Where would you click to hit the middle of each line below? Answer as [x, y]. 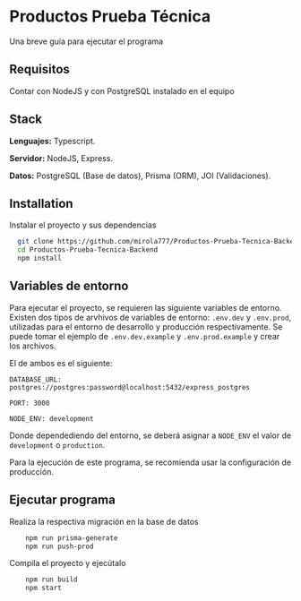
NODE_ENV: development [52, 418]
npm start [44, 588]
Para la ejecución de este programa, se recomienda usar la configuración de [150, 462]
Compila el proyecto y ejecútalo [68, 563]
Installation [41, 203]
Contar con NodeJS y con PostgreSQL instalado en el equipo [122, 90]
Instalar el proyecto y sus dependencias [83, 225]
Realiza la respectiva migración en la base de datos [104, 521]
